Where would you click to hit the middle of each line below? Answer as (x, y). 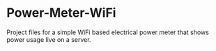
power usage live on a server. (49, 39)
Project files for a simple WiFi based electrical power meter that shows (108, 32)
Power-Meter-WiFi (61, 13)
